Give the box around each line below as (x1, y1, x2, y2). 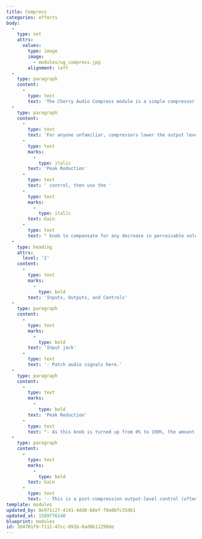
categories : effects (6, 14, 58, 20)
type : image (28, 48, 58, 54)
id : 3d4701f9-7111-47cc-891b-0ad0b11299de (6, 524, 114, 530)
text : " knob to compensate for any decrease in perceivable (28, 232, 185, 238)
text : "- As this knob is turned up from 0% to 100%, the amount (28, 429, 195, 435)
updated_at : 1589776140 (6, 513, 66, 519)
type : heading (17, 244, 52, 250)
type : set (17, 31, 42, 37)
